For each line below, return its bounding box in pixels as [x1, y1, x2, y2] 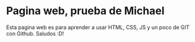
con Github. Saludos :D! [6, 30, 64, 37]
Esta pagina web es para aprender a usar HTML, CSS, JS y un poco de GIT [6, 24, 190, 31]
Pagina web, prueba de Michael [6, 4, 165, 18]
